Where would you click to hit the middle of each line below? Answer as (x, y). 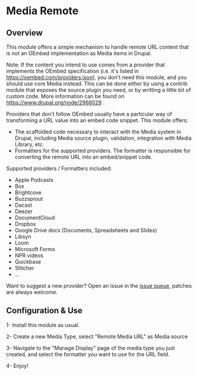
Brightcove (28, 193)
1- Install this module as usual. (43, 325)
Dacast (23, 205)
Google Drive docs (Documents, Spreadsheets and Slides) (86, 230)
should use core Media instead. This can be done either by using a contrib (97, 84)
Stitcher (24, 268)
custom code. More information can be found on (65, 96)
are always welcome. (32, 292)
